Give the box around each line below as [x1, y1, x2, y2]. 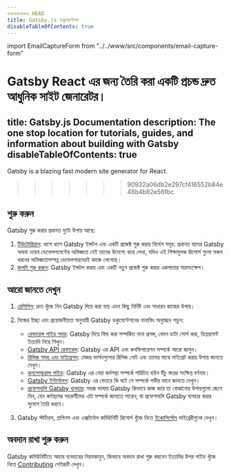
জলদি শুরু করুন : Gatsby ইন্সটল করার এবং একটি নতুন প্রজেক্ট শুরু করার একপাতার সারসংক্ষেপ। [17, 263, 205, 272]
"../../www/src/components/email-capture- [96, 42, 219, 50]
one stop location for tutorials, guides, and [7, 127, 194, 139]
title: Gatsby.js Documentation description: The [7, 116, 216, 128]
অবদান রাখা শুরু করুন [7, 434, 69, 446]
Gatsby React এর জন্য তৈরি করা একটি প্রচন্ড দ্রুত [7, 73, 216, 89]
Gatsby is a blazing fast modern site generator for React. [7, 167, 168, 175]
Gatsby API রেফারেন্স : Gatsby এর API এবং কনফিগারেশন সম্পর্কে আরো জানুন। [27, 345, 199, 353]
